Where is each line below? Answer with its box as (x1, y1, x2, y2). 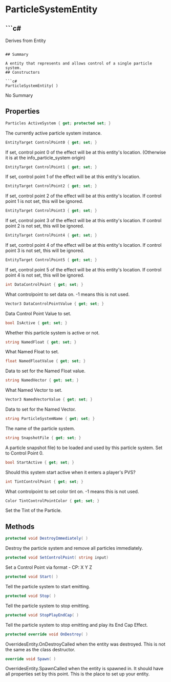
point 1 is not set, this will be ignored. (5, 198, 83, 204)
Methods (5, 522, 35, 531)
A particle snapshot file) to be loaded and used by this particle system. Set (5, 444, 163, 451)
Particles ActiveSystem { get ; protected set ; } (5, 120, 111, 126)
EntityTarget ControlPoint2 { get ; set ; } (5, 183, 97, 189)
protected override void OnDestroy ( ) (5, 631, 88, 637)
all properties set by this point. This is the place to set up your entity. (5, 671, 150, 677)
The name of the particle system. (5, 425, 75, 431)
